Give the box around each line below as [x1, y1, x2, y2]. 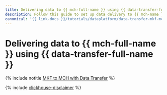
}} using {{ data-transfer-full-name [5, 48, 153, 59]
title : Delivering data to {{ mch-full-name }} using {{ [5, 7, 126, 12]
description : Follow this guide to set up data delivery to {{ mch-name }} [5, 12, 166, 17]
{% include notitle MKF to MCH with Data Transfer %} [5, 75, 115, 81]
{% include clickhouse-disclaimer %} [5, 85, 82, 91]
